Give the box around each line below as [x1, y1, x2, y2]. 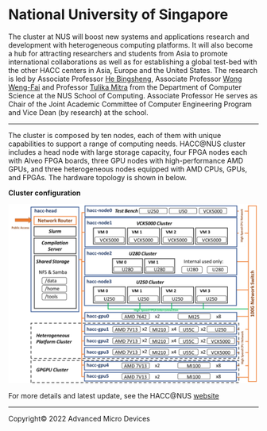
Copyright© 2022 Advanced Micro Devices [8, 414, 151, 424]
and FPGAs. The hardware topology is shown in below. [8, 172, 188, 182]
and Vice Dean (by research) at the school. [8, 107, 149, 117]
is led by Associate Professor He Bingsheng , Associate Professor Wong [8, 74, 242, 83]
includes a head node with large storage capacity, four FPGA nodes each [8, 147, 248, 156]
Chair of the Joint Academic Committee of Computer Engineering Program [8, 99, 253, 109]
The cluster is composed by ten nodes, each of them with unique [8, 130, 222, 140]
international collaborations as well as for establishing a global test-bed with [8, 57, 257, 67]
